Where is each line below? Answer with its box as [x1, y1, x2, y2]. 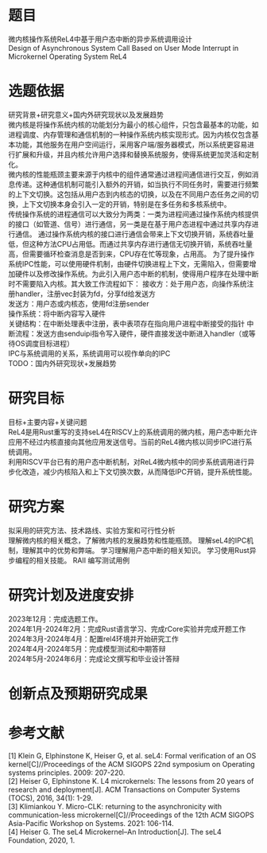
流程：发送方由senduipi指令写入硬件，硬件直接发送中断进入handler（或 [14, 329, 249, 338]
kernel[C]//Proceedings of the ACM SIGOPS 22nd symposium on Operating [8, 759, 256, 769]
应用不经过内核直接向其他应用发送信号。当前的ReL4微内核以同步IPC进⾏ [8, 437, 246, 446]
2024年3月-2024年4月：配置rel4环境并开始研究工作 [8, 633, 179, 644]
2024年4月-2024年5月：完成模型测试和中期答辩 [8, 644, 166, 653]
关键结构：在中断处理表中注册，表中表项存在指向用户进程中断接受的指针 [8, 318, 245, 328]
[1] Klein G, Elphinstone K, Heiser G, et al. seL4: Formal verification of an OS [8, 750, 257, 760]
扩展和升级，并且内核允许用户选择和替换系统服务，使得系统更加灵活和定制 [14, 150, 259, 159]
